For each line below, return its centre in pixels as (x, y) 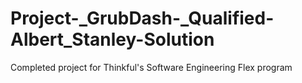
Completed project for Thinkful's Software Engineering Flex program (151, 67)
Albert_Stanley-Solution (112, 39)
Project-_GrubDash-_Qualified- (142, 18)
